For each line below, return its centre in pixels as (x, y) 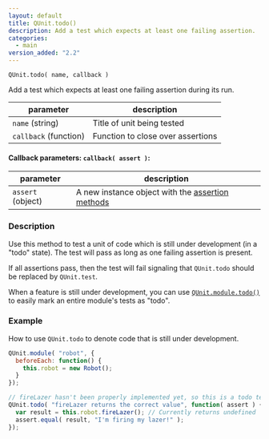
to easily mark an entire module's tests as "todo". (89, 300)
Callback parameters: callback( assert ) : (79, 158)
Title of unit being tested (139, 123)
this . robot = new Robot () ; (68, 368)
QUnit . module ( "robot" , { (51, 353)
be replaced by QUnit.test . (53, 276)
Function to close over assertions (155, 136)
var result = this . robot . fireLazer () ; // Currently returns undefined (136, 412)
